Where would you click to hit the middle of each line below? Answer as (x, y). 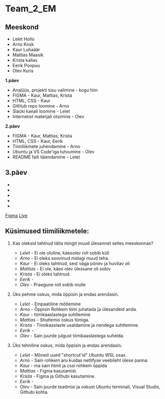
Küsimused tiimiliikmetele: (47, 231)
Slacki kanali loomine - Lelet (41, 111)
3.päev (16, 173)
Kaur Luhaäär (26, 50)
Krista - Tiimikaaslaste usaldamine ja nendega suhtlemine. (79, 325)
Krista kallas (25, 60)
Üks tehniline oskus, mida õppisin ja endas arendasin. (67, 345)
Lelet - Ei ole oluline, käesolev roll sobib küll (64, 253)
